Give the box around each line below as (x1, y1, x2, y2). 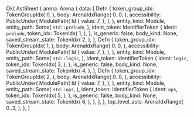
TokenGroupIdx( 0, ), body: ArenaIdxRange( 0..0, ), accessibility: (6, 11, 161, 18)
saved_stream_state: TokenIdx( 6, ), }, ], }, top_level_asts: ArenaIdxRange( (6, 98, 183, 105)
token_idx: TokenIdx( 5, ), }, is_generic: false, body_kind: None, (6, 92, 158, 99)
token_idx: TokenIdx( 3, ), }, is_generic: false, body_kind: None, (6, 61, 158, 68)
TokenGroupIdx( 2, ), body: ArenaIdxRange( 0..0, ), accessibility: (6, 73, 161, 80)
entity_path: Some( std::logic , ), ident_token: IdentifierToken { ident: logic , (6, 55, 189, 61)
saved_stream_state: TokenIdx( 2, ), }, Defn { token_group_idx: (6, 36, 156, 43)
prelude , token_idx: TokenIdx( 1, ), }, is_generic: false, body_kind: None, (6, 30, 178, 37)
